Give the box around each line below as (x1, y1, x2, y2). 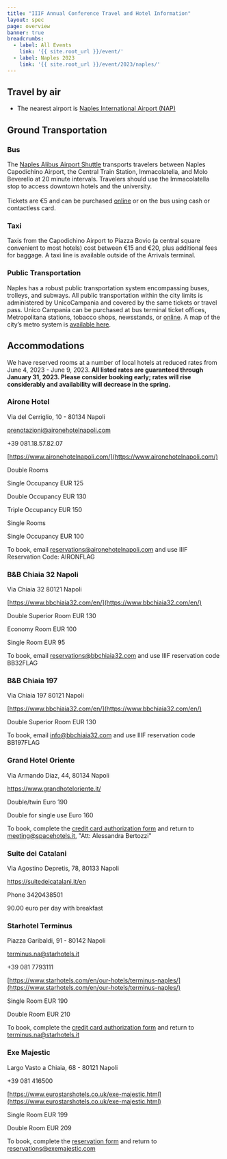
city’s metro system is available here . (7, 320, 111, 329)
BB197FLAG (7, 739, 40, 747)
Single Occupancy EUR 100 (7, 532, 84, 540)
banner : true (7, 29, 44, 36)
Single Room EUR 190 (7, 997, 68, 1005)
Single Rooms (7, 518, 46, 527)
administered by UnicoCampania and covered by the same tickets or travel (7, 298, 217, 307)
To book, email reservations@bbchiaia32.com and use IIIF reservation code (7, 652, 220, 660)
